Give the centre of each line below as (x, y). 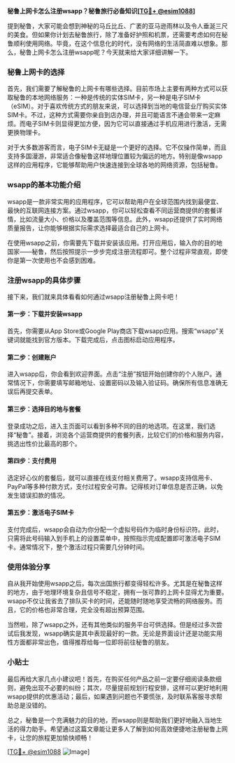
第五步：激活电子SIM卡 (41, 513)
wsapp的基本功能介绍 (44, 185)
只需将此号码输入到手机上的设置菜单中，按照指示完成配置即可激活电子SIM (114, 538)
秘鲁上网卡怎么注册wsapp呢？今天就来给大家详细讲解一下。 (106, 52)
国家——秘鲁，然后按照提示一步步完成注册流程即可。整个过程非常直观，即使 (117, 251)
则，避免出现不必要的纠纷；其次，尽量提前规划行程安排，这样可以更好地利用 (117, 687)
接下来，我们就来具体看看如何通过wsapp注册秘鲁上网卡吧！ (93, 297)
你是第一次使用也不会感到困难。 (53, 260)
